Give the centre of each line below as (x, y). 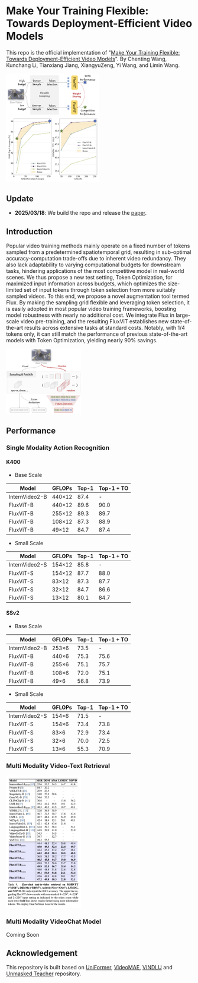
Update (20, 199)
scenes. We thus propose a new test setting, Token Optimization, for (89, 278)
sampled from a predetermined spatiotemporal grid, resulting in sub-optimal (99, 252)
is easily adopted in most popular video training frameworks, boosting (91, 309)
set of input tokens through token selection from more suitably (99, 290)
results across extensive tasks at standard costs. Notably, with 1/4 (105, 328)
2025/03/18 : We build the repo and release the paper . (81, 213)
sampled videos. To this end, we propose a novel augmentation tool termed (98, 296)
